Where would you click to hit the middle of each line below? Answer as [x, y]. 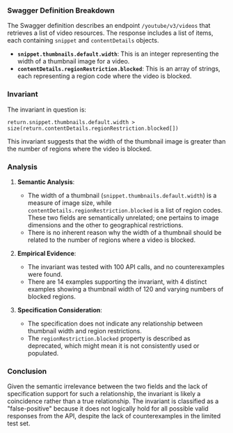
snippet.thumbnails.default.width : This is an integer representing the [118, 54]
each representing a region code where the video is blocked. [104, 76]
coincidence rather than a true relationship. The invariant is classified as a [113, 401]
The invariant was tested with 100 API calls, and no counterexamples [126, 266]
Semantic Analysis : [46, 182]
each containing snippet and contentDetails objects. [83, 40]
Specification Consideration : [60, 310]
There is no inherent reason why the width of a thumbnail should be [124, 232]
